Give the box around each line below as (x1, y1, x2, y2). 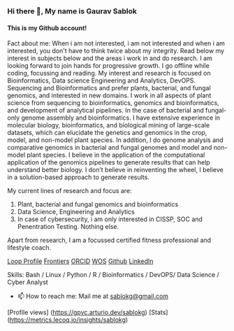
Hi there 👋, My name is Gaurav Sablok (7, 6, 138, 16)
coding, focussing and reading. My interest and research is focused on (7, 69, 211, 78)
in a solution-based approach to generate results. (7, 173, 150, 181)
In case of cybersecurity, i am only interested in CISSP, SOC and (17, 215, 203, 223)
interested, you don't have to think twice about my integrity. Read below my (7, 47, 225, 55)
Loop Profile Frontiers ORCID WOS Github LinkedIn (7, 257, 154, 265)
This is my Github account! (7, 24, 87, 32)
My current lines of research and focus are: (7, 187, 132, 195)
